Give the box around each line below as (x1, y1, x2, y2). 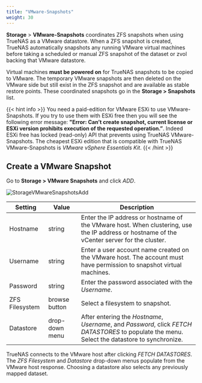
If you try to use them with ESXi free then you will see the (35, 112, 177, 119)
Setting (14, 203, 37, 211)
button (47, 303, 67, 311)
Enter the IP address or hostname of (81, 213, 183, 222)
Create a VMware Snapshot (6, 161, 112, 172)
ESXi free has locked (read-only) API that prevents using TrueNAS (6, 131, 170, 139)
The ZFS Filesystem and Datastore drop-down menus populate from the (6, 357, 185, 364)
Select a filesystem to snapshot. (81, 299, 171, 308)
